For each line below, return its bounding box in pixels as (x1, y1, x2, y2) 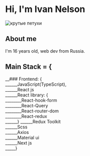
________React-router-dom (5, 108, 59, 114)
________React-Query (5, 102, 48, 108)
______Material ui (5, 134, 39, 140)
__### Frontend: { (5, 76, 42, 82)
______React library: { (5, 92, 49, 98)
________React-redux (5, 113, 47, 119)
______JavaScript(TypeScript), (5, 81, 67, 87)
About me (5, 35, 37, 43)
